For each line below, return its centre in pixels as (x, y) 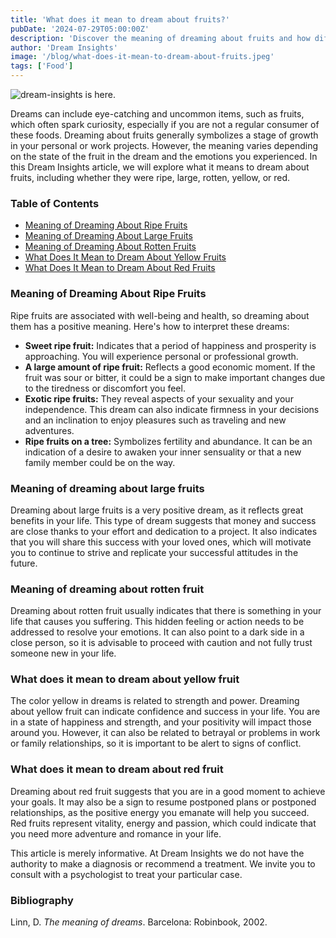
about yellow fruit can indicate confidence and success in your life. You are (165, 712)
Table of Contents (55, 203)
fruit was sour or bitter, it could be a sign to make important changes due (175, 377)
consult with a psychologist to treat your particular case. (126, 874)
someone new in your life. (63, 653)
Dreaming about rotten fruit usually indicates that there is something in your (166, 611)
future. (24, 563)
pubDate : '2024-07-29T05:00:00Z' (80, 29)
